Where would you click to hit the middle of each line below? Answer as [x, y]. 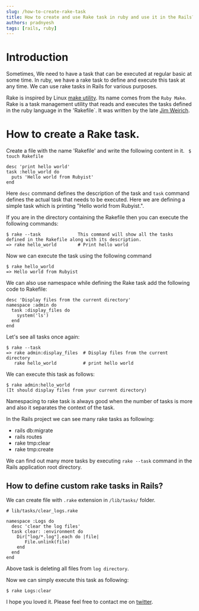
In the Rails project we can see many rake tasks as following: [80, 419]
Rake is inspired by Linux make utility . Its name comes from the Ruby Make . [96, 98]
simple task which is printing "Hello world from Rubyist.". [75, 206]
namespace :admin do [32, 305]
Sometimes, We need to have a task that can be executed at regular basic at [99, 74]
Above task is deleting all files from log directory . [68, 568]
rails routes [28, 437]
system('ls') [33, 316]
